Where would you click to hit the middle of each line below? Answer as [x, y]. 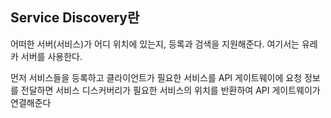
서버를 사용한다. [51, 56]
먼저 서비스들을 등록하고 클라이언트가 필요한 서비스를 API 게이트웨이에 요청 [156, 77]
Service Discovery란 [75, 18]
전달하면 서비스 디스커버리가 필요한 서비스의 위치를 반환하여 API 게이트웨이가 [170, 90]
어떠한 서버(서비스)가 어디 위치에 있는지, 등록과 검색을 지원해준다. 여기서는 [155, 44]
